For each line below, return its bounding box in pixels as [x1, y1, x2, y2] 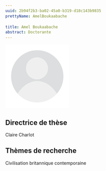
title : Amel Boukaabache [5, 24, 58, 30]
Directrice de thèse [5, 118, 67, 127]
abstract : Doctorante [5, 30, 51, 35]
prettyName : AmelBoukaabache [5, 13, 67, 19]
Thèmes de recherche [5, 147, 77, 155]
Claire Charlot [5, 131, 35, 137]
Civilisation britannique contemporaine [5, 160, 87, 166]
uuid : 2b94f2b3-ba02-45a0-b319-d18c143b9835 [5, 8, 101, 13]
